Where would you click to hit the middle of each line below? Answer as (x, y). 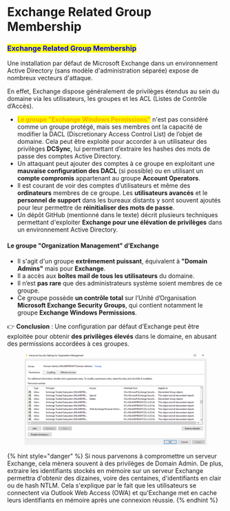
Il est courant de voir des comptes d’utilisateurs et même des (104, 186)
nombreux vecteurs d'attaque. (50, 78)
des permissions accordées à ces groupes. (68, 344)
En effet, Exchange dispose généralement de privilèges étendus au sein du (113, 91)
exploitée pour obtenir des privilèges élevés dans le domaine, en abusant (112, 336)
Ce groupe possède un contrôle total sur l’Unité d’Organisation (106, 297)
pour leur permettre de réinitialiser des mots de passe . (96, 207)
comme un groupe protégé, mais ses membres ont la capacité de (109, 127)
